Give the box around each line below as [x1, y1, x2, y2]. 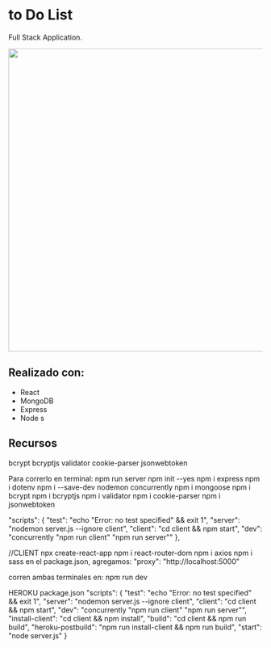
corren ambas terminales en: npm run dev [8, 572, 148, 582]
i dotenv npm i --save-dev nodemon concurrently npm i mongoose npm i [8, 482, 252, 492]
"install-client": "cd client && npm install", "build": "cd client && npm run [8, 613, 247, 623]
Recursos [8, 436, 58, 450]
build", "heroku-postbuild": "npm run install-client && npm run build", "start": [8, 622, 262, 632]
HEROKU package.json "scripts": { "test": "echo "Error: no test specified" [8, 587, 252, 597]
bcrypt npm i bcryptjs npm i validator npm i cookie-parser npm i [8, 490, 221, 500]
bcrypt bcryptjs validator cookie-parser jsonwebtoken [8, 458, 188, 468]
